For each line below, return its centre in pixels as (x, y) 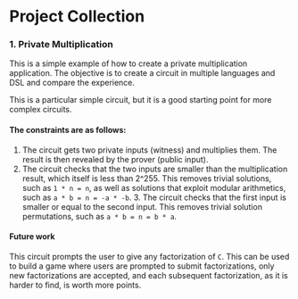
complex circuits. (41, 110)
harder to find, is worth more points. (75, 285)
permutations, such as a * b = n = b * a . (99, 216)
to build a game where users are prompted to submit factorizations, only (142, 266)
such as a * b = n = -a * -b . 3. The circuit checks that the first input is (154, 197)
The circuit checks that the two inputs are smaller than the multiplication (155, 169)
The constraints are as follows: (68, 130)
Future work (32, 237)
